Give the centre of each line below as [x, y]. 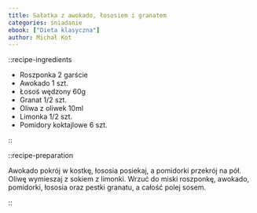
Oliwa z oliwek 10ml [51, 108]
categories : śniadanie [45, 23]
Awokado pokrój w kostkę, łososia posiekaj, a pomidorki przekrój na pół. [125, 171]
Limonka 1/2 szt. [46, 117]
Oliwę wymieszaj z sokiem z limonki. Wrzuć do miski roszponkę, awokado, [129, 179]
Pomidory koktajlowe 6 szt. [63, 125]
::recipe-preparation [40, 156]
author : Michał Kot [40, 37]
